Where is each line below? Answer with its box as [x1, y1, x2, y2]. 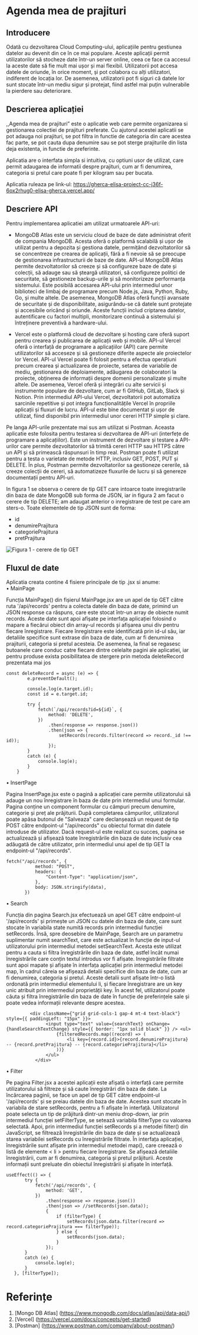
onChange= [146, 1021, 170, 1027]
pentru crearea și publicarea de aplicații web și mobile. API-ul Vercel [14, 337, 181, 344]
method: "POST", [35, 864, 75, 870]
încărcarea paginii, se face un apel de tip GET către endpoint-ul [6, 1092, 160, 1099]
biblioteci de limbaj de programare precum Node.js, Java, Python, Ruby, [14, 288, 190, 295]
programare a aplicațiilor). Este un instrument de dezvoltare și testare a [6, 436, 179, 443]
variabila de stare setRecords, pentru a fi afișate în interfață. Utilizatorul [6, 1104, 179, 1112]
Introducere [6, 28, 51, 38]
